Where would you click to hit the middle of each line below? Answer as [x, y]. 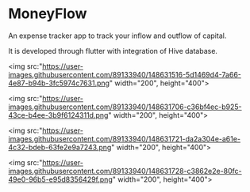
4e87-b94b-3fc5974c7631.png [59, 83]
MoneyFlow [48, 14]
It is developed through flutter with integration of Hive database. [113, 51]
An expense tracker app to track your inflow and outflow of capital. [117, 36]
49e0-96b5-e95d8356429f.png [60, 179]
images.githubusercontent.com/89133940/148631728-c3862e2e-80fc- [125, 171]
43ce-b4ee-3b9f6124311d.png [58, 115]
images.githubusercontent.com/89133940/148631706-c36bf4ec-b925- [125, 107]
